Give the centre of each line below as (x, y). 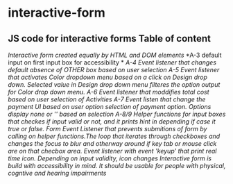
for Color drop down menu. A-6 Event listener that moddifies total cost (109, 92)
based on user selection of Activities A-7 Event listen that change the (107, 99)
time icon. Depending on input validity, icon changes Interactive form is (110, 158)
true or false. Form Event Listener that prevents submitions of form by (107, 129)
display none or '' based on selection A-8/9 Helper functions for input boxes (117, 114)
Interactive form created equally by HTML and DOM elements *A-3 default (115, 55)
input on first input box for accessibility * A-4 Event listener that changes (112, 62)
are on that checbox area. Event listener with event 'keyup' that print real (112, 151)
